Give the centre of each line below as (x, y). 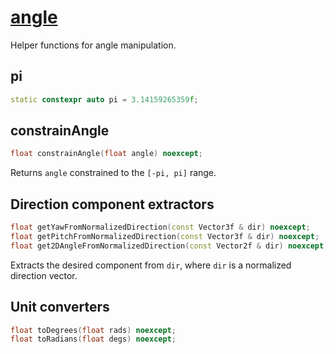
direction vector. (44, 275)
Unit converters (60, 307)
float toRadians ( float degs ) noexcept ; (93, 339)
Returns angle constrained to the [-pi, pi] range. (113, 173)
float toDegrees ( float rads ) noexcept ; (93, 330)
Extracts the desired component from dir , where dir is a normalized (151, 265)
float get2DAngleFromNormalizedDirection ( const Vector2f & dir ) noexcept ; (169, 246)
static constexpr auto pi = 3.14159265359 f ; (104, 99)
